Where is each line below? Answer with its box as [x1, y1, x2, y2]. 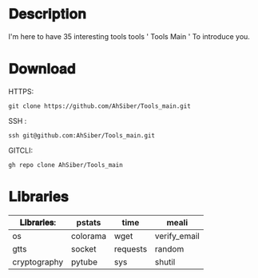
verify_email [154, 230, 200, 241]
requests [113, 243, 148, 254]
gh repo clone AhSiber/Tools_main [8, 161, 124, 169]
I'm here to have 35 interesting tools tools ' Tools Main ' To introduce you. [8, 31, 250, 41]
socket [70, 243, 97, 254]
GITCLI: [8, 145, 34, 155]
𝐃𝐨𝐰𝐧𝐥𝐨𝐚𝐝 [8, 60, 76, 78]
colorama [70, 230, 106, 241]
